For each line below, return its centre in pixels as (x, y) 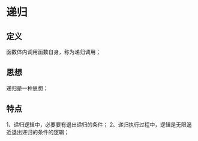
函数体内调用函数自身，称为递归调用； (53, 52)
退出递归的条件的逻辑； (40, 132)
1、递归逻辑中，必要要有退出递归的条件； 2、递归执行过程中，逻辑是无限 (97, 124)
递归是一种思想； (27, 88)
